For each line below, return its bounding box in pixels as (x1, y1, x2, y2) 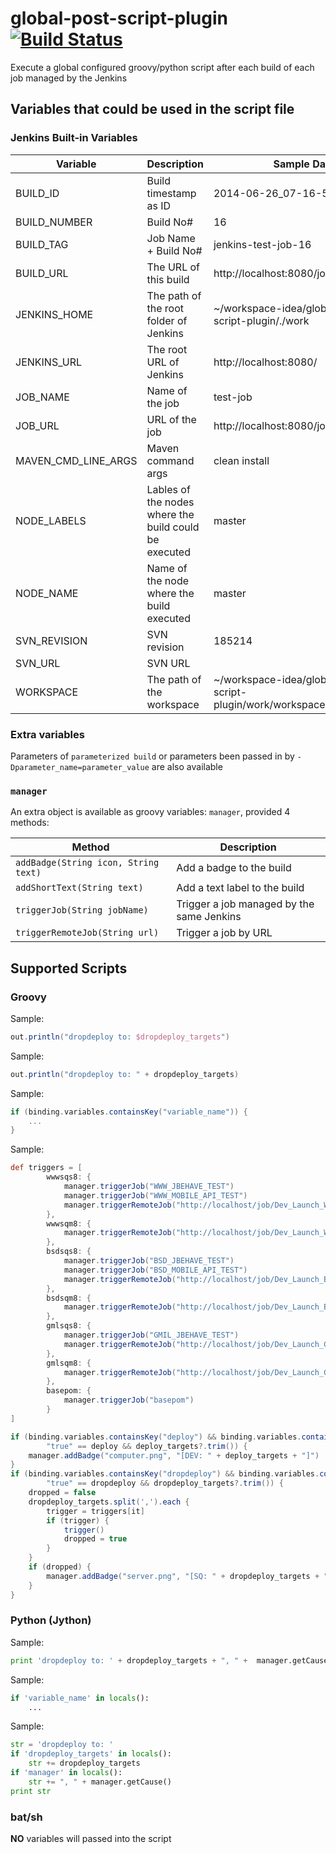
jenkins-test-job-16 (213, 237, 312, 251)
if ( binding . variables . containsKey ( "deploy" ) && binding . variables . (10, 1432, 302, 1442)
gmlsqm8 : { (46, 1358, 92, 1368)
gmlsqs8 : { (46, 1321, 92, 1331)
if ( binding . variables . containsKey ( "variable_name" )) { (10, 1107, 248, 1117)
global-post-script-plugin (10, 7, 228, 30)
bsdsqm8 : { (46, 1293, 92, 1303)
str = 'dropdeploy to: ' (10, 1740, 114, 1750)
